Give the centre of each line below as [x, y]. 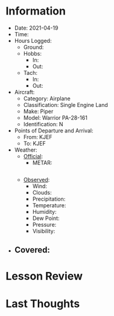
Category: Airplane [47, 98]
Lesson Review [44, 276]
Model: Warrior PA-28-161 [55, 118]
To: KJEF [34, 143]
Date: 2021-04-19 [36, 28]
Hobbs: [32, 53]
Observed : [36, 179]
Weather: [26, 150]
